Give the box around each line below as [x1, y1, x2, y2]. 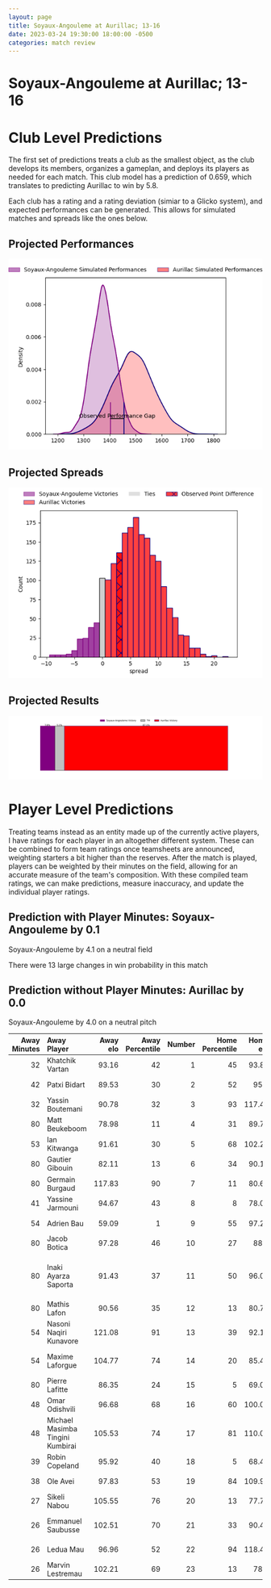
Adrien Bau [47, 1218, 84, 1228]
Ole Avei [47, 1477, 75, 1486]
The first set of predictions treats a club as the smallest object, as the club [8, 155, 255, 165]
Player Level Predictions [8, 800, 174, 819]
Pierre [47, 1376, 67, 1385]
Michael [47, 1415, 74, 1425]
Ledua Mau [47, 1544, 85, 1554]
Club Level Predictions [8, 128, 163, 147]
